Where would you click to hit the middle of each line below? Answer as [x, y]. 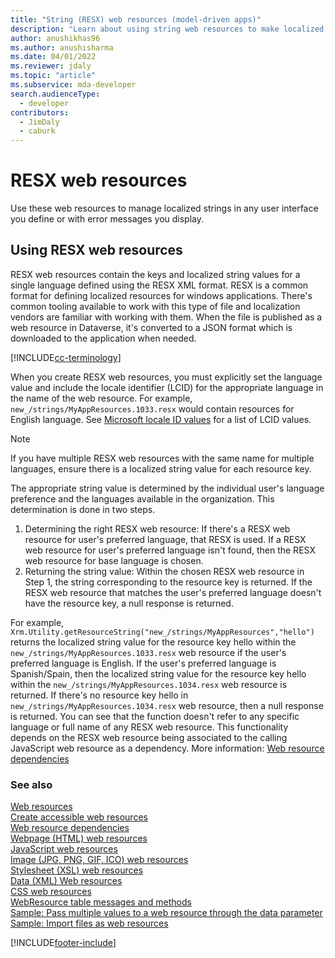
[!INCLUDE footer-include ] [63, 943]
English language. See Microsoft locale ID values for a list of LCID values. [161, 419]
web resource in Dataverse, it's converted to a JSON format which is [151, 327]
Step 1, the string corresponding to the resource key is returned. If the [168, 582]
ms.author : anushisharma [62, 47]
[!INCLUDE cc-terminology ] [66, 357]
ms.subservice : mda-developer [73, 85]
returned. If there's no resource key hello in [99, 695]
